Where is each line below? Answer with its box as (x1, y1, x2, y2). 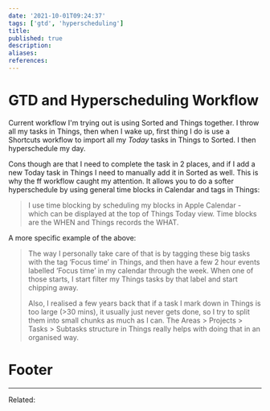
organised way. (27, 332, 79, 342)
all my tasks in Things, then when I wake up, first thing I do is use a (8, 126, 231, 136)
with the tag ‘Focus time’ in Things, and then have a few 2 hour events (27, 257, 260, 266)
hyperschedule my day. (8, 143, 86, 153)
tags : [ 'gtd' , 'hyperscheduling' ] (8, 19, 125, 27)
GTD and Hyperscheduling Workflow (8, 92, 259, 109)
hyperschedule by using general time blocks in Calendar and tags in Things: (8, 184, 260, 194)
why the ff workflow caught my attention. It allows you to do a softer (8, 176, 235, 186)
